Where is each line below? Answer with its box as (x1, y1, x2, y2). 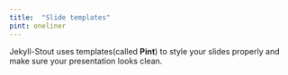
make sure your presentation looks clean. (9, 55, 163, 66)
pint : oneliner (9, 21, 67, 30)
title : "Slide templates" (9, 12, 111, 22)
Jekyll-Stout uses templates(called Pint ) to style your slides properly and (9, 46, 280, 56)
